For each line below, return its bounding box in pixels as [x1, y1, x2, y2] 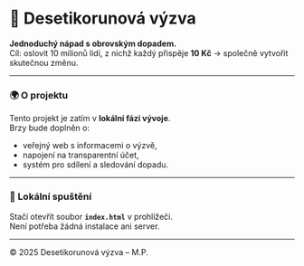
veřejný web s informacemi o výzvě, [22, 140, 158, 151]
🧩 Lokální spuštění [9, 190, 92, 203]
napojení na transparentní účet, [22, 149, 139, 161]
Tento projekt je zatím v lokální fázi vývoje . [9, 113, 171, 124]
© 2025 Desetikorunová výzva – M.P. [9, 246, 149, 257]
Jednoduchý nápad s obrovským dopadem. [9, 38, 177, 49]
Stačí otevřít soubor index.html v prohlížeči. [9, 211, 174, 222]
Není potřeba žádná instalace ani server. [9, 221, 160, 232]
